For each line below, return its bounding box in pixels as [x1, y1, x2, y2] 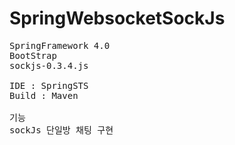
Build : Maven [9, 90, 79, 101]
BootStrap [9, 50, 57, 61]
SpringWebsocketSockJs [9, 7, 226, 30]
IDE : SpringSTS [9, 80, 89, 91]
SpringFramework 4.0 [9, 40, 111, 51]
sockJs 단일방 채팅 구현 [9, 124, 114, 136]
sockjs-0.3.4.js [9, 60, 89, 71]
